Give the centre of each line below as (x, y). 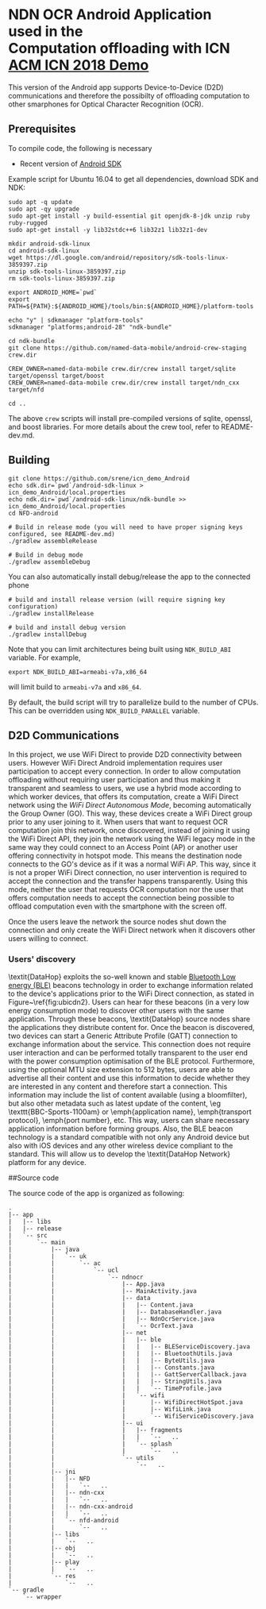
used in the (46, 31)
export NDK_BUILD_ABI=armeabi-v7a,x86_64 (78, 672)
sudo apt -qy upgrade (44, 209)
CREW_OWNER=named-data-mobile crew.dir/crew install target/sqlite (122, 368)
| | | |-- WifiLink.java (110, 1409)
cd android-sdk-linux (44, 251)
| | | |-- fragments (95, 1430)
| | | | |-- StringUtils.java (115, 1381)
